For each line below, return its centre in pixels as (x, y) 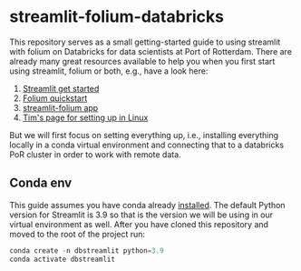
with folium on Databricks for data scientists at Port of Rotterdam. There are (151, 51)
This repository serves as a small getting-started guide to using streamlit (145, 42)
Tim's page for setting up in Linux (85, 117)
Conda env (41, 183)
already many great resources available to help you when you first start (142, 61)
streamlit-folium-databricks (117, 17)
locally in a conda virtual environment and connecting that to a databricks (146, 145)
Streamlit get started (61, 88)
